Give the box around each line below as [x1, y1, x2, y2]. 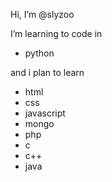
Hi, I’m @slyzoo [10, 9, 75, 20]
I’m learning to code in [10, 28, 103, 39]
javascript [24, 107, 66, 119]
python [24, 47, 55, 59]
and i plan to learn [10, 67, 85, 78]
